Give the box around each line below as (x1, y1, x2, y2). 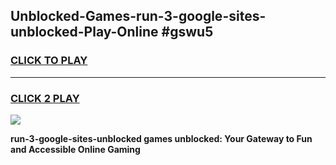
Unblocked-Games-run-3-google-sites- (10, 8, 267, 25)
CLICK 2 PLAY (10, 91, 80, 105)
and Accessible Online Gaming (10, 143, 141, 155)
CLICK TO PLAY (10, 54, 88, 68)
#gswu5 (161, 24, 214, 41)
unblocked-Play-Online (10, 24, 159, 41)
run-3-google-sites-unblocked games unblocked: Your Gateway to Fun (10, 132, 313, 144)
